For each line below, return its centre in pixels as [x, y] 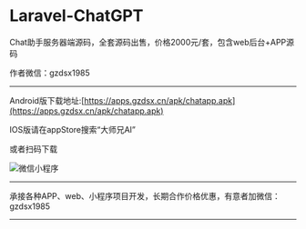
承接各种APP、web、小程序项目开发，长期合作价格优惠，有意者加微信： [145, 195]
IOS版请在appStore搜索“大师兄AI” [73, 129]
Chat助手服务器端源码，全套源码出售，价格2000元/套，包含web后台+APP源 [152, 42]
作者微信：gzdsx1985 [50, 73]
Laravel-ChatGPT [76, 16]
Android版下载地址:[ [47, 100]
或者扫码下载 [33, 149]
